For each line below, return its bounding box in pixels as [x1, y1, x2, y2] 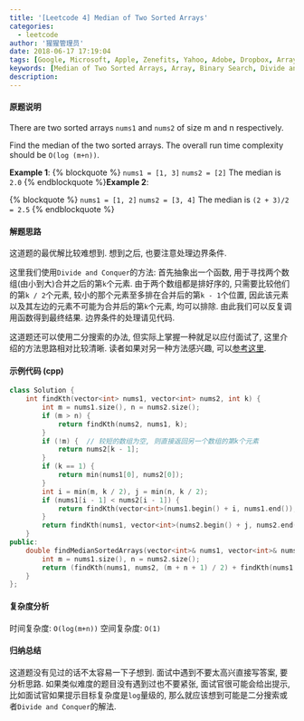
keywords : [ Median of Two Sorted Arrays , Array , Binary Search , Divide [9, 64, 285, 73]
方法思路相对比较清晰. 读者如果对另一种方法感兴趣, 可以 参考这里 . [24, 343, 267, 354]
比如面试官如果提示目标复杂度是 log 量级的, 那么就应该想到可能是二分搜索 [9, 689, 280, 700]
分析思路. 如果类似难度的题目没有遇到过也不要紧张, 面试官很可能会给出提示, [9, 677, 290, 689]
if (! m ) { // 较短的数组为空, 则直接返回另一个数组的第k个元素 [42, 436, 260, 445]
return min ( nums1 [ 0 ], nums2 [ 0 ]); [57, 471, 184, 480]
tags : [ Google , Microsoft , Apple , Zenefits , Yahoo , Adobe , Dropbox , [9, 55, 273, 64]
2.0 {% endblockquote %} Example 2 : [9, 176, 149, 187]
